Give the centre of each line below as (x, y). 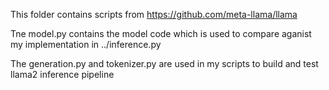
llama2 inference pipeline (62, 74)
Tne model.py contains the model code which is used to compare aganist (161, 33)
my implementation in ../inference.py (86, 44)
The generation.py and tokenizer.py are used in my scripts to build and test (164, 63)
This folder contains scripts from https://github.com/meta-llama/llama (154, 14)
